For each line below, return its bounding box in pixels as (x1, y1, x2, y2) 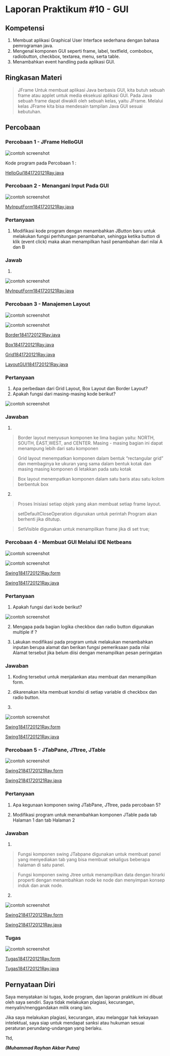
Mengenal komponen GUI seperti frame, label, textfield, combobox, (12, 48, 154, 54)
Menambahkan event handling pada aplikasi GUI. (12, 59, 115, 64)
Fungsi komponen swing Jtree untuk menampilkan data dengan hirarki (17, 872, 165, 878)
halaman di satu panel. (17, 862, 65, 868)
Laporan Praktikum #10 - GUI (5, 4, 129, 15)
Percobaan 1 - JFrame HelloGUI (5, 139, 84, 146)
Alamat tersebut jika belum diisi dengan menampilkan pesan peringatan (12, 650, 162, 656)
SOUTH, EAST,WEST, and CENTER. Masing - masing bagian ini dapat (17, 440, 163, 446)
